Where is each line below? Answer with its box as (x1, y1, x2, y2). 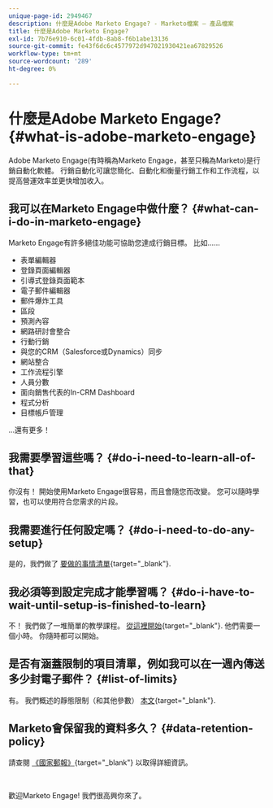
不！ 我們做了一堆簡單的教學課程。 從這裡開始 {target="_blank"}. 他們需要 (8, 620, 253, 631)
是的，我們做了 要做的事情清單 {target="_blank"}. (8, 559, 171, 569)
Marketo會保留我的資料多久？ (8, 722, 159, 736)
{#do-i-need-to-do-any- (128, 522, 255, 537)
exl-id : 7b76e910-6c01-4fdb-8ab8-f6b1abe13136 (8, 34, 169, 43)
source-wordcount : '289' (8, 58, 93, 66)
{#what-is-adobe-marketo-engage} (8, 127, 257, 146)
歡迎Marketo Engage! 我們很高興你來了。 (8, 790, 146, 800)
